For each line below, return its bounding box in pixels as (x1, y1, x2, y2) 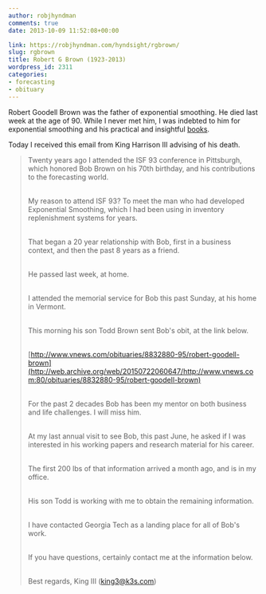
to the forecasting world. (27, 172, 109, 182)
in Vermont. (27, 301, 66, 311)
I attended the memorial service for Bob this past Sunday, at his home (27, 293, 257, 303)
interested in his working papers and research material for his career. (27, 439, 255, 449)
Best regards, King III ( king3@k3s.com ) (27, 576, 157, 586)
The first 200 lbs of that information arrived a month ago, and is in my (27, 463, 256, 473)
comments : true (8, 19, 59, 27)
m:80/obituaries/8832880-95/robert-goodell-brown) (27, 375, 201, 384)
